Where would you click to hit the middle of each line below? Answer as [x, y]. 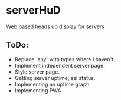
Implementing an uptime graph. [53, 84]
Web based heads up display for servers [55, 26]
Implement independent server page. [60, 65]
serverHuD [33, 10]
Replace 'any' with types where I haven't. [65, 59]
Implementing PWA [38, 90]
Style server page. [37, 72]
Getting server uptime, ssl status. [55, 78]
